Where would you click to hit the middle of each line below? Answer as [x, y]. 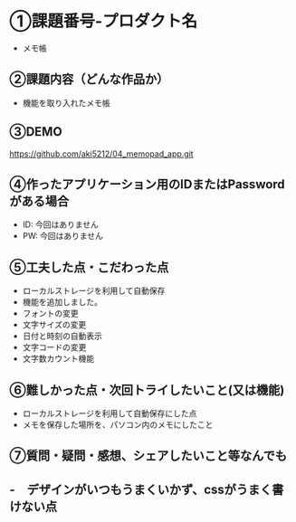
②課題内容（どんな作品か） [89, 79]
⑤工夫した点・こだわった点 [89, 267]
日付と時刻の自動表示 [62, 336]
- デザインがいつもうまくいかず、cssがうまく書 [147, 489]
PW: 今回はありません [63, 236]
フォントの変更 [50, 313]
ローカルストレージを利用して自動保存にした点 [110, 413]
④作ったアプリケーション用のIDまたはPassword [147, 184]
